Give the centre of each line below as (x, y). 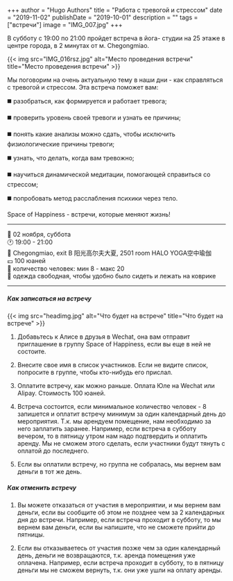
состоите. (32, 351)
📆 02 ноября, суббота (39, 234)
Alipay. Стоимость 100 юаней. (61, 393)
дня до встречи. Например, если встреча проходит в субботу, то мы (119, 519)
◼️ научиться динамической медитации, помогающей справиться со (109, 174)
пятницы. (31, 534)
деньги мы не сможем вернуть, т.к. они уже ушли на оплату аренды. (120, 570)
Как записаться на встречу (49, 298)
